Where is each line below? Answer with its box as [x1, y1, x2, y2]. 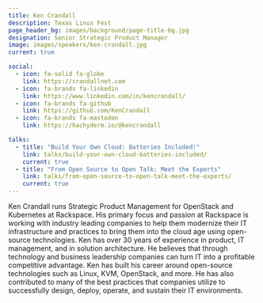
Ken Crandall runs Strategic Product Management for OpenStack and [8, 202, 234, 210]
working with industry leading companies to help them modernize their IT [8, 218, 247, 228]
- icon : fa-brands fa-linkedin [15, 85, 119, 93]
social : [8, 62, 34, 71]
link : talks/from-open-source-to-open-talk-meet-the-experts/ [22, 172, 232, 180]
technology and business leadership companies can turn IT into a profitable [8, 252, 255, 261]
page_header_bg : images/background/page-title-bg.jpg [8, 26, 190, 34]
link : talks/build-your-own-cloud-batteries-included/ [22, 150, 208, 158]
